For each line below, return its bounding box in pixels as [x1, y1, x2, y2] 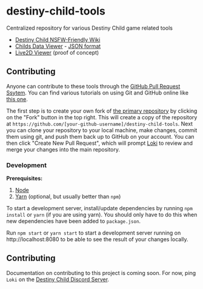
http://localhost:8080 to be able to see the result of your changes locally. [6, 236, 189, 243]
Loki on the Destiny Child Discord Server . [6, 276, 110, 283]
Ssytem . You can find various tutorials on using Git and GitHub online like [6, 89, 189, 96]
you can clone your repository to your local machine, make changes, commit [6, 126, 198, 134]
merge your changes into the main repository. [6, 145, 120, 153]
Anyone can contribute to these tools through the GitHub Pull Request [6, 82, 181, 90]
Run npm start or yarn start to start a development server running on [6, 229, 181, 237]
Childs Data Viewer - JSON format [15, 42, 101, 50]
